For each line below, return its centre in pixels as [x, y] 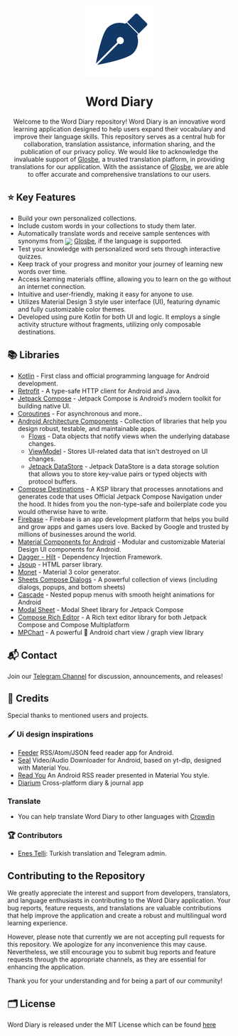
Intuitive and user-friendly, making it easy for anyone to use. [106, 294]
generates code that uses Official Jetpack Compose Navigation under [120, 496]
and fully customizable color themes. [72, 309]
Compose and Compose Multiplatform [74, 625]
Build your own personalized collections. [77, 218]
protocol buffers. [53, 481]
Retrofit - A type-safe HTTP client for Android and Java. [99, 391]
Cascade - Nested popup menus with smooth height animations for [116, 594]
